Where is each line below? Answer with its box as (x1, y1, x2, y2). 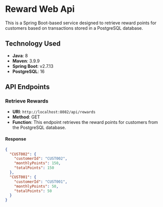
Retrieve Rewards (5, 98, 49, 104)
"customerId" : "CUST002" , (14, 156, 68, 161)
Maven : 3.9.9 (12, 58, 40, 64)
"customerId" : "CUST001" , (14, 179, 68, 184)
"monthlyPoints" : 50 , (14, 184, 58, 189)
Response (5, 136, 26, 142)
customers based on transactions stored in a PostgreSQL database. (5, 25, 143, 31)
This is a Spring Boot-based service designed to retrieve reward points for (5, 20, 157, 26)
